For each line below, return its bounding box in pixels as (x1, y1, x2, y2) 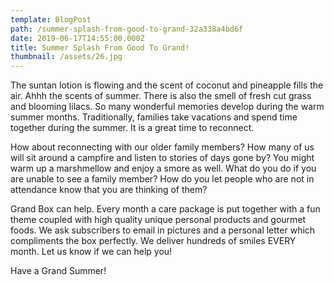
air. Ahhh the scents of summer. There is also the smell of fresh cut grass (10, 90, 312, 102)
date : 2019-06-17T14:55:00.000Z (10, 33, 145, 43)
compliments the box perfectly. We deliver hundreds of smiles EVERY (10, 235, 297, 247)
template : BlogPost (10, 14, 92, 25)
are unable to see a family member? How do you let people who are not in (10, 173, 315, 185)
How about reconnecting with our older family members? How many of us (10, 141, 315, 153)
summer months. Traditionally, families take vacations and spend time (10, 111, 298, 123)
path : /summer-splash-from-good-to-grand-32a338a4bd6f (10, 24, 244, 34)
